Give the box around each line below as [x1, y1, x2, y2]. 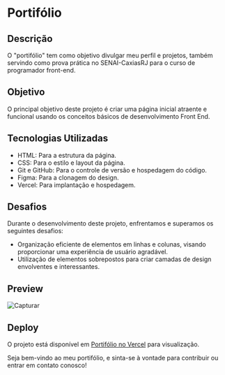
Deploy [7, 321, 39, 333]
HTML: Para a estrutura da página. [17, 151, 117, 159]
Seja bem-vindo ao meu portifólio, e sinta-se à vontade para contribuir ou [7, 354, 219, 362]
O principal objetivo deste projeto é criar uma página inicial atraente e [7, 105, 208, 113]
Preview [7, 283, 44, 295]
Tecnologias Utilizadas [7, 133, 109, 145]
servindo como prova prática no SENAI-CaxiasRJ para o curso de [7, 59, 196, 67]
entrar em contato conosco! [7, 361, 87, 369]
